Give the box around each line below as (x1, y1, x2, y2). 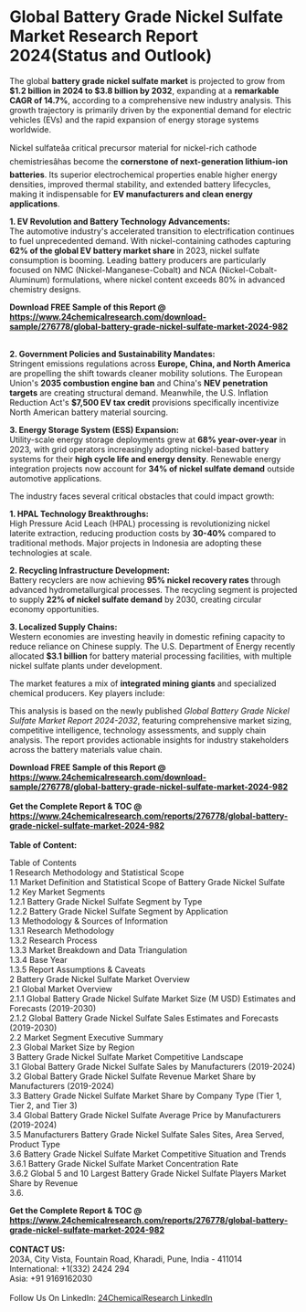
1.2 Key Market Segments (9, 886, 106, 897)
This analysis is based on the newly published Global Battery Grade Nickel (9, 705, 290, 716)
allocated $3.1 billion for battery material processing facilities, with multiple (9, 651, 292, 661)
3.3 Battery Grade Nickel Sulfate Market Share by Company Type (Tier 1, (9, 1090, 282, 1101)
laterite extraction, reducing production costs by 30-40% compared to (9, 527, 277, 538)
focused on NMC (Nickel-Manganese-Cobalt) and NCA (9, 264, 217, 275)
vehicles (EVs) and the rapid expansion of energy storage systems (9, 114, 259, 125)
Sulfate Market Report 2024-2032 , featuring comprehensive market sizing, (9, 714, 292, 725)
